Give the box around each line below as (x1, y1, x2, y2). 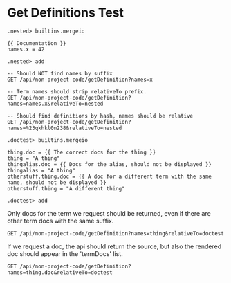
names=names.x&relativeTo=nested (7, 100, 104, 107)
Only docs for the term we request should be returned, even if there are (7, 209, 211, 217)
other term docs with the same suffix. (7, 217, 114, 225)
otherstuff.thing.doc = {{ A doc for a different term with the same (7, 173, 212, 180)
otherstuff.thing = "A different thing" (7, 185, 126, 192)
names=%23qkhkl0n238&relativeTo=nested (7, 125, 122, 131)
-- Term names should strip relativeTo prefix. (7, 88, 147, 95)
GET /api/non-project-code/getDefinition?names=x (7, 76, 154, 83)
